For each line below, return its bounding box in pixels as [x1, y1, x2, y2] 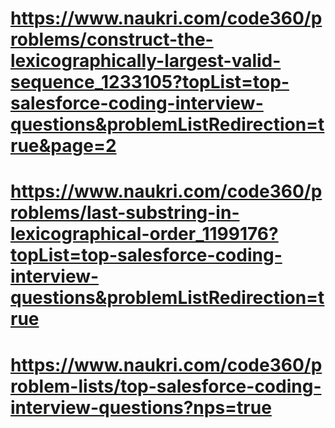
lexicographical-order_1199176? [10, 223, 279, 246]
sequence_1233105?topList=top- [10, 71, 290, 94]
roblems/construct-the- [10, 28, 214, 51]
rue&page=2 [10, 135, 117, 157]
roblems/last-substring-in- [10, 202, 240, 224]
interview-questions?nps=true [10, 396, 272, 419]
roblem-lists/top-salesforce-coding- [10, 375, 322, 397]
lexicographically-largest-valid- [10, 50, 282, 72]
